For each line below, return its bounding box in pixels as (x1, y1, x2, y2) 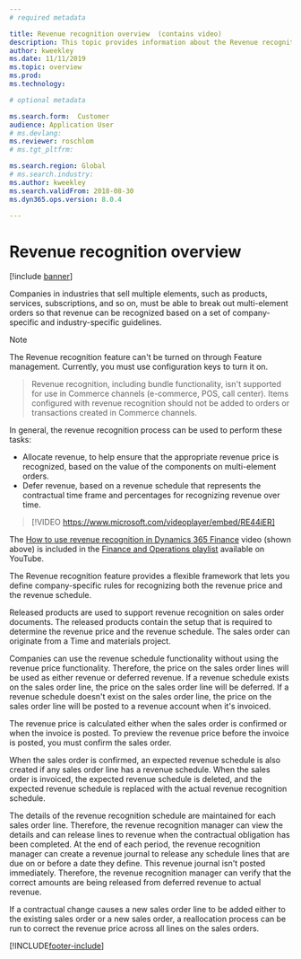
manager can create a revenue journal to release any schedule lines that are (9, 849, 290, 859)
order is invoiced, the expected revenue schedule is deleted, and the (9, 774, 262, 785)
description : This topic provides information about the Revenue (9, 38, 258, 47)
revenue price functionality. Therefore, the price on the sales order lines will (9, 663, 289, 673)
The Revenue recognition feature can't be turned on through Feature (9, 352, 262, 363)
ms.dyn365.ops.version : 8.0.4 (9, 195, 123, 204)
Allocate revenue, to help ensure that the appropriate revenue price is (21, 452, 279, 462)
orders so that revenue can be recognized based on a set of (9, 307, 231, 319)
